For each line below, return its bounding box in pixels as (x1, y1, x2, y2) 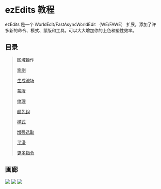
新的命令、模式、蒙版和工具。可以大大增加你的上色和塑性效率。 (9, 27, 137, 33)
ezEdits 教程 (5, 4, 55, 16)
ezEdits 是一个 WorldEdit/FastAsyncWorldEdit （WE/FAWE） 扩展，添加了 (5, 21, 152, 27)
